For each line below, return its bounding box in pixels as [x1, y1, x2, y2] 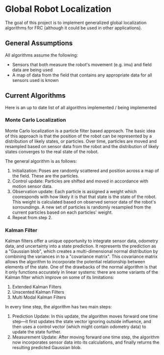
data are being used [12, 67, 53, 73]
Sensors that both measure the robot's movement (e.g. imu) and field [12, 61, 152, 67]
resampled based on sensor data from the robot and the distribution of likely [5, 143, 159, 149]
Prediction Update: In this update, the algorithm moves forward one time [12, 313, 158, 319]
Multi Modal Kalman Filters [12, 294, 66, 300]
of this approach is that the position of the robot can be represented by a [5, 133, 152, 139]
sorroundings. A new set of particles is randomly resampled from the [12, 204, 151, 210]
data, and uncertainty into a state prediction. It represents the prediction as [5, 243, 157, 249]
